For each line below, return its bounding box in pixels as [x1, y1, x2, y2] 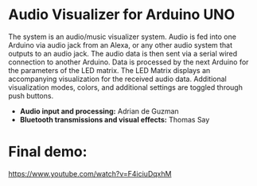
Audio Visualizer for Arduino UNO [8, 6, 236, 24]
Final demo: [8, 143, 88, 161]
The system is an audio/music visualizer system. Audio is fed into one [8, 32, 237, 41]
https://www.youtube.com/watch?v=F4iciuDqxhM [8, 169, 172, 178]
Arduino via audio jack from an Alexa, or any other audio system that [8, 40, 233, 49]
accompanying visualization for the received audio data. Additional [8, 74, 227, 83]
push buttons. [8, 91, 54, 100]
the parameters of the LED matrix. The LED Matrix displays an [8, 65, 211, 75]
